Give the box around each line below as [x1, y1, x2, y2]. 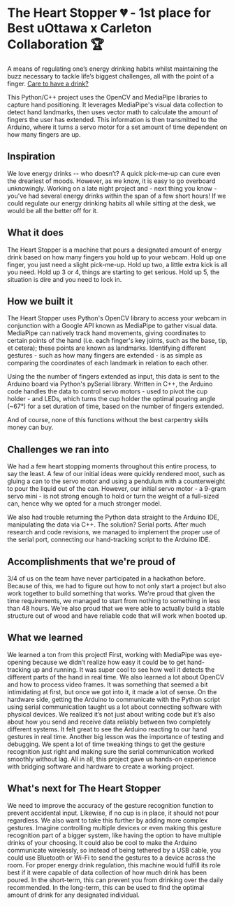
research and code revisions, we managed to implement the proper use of [7, 528, 221, 536]
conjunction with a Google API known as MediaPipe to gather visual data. [7, 321, 218, 330]
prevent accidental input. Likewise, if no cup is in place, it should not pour [7, 809, 219, 817]
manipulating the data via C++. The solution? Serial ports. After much [7, 520, 207, 529]
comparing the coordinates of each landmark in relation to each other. [7, 359, 209, 367]
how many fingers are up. [7, 130, 81, 138]
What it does [7, 226, 64, 239]
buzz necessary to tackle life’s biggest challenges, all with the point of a [7, 72, 214, 80]
